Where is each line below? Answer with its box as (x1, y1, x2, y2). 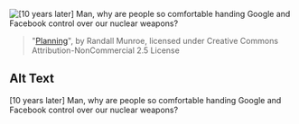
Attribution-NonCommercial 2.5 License (31, 45, 181, 56)
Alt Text (9, 71, 54, 86)
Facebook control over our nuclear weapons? (9, 104, 179, 115)
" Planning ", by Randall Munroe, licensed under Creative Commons (31, 36, 278, 46)
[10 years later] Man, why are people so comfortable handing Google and (9, 94, 282, 105)
